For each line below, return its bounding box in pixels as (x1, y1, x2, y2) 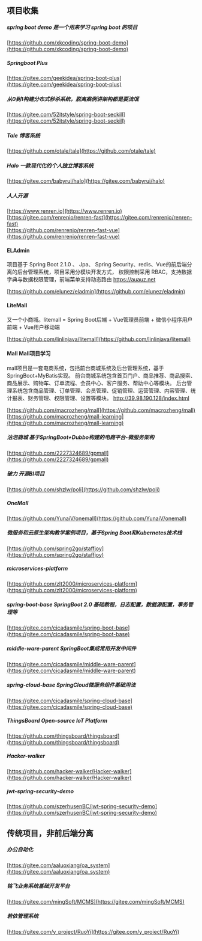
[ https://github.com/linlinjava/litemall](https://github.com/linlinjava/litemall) (7, 336, 191, 343)
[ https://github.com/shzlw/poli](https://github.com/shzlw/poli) (7, 486, 161, 493)
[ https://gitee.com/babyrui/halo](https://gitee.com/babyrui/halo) (7, 177, 165, 185)
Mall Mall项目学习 (7, 350, 51, 357)
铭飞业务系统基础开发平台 (7, 883, 70, 890)
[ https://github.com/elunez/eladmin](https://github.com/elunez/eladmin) (7, 288, 185, 295)
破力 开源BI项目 (7, 470, 45, 477)
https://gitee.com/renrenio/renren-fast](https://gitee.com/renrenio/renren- (8, 214, 192, 221)
